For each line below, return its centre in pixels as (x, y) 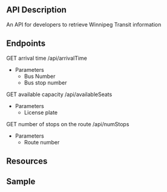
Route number (42, 142)
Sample (21, 181)
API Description (36, 10)
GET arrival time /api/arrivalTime (47, 58)
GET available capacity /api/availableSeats (59, 94)
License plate (41, 112)
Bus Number (40, 76)
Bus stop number (45, 82)
